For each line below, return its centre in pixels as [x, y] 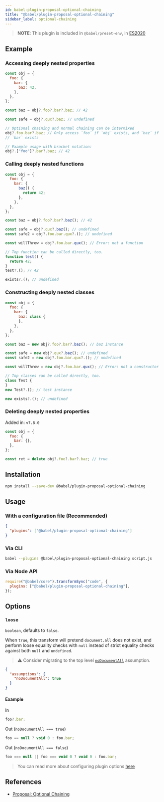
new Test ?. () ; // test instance [39, 390]
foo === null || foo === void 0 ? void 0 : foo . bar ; [61, 757]
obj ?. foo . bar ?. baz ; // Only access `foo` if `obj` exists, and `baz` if [82, 133]
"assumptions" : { [28, 674]
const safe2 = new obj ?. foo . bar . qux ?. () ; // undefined [63, 358]
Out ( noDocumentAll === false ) [37, 748]
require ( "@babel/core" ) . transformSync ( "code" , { [56, 582]
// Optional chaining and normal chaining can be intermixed [70, 128]
